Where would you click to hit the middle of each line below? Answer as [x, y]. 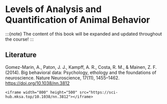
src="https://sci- [99, 92]
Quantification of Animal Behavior [78, 20]
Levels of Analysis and [54, 9]
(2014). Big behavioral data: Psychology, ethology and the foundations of [81, 72]
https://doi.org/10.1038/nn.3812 [37, 83]
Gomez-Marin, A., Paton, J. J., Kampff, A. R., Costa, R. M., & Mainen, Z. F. [81, 67]
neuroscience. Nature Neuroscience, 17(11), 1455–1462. [62, 78]
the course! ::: [20, 39]
